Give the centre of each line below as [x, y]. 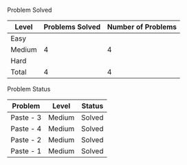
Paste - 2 [26, 140]
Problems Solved [72, 27]
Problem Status [29, 89]
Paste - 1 [26, 151]
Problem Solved [30, 10]
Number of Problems [142, 27]
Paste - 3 [26, 118]
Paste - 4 [26, 129]
